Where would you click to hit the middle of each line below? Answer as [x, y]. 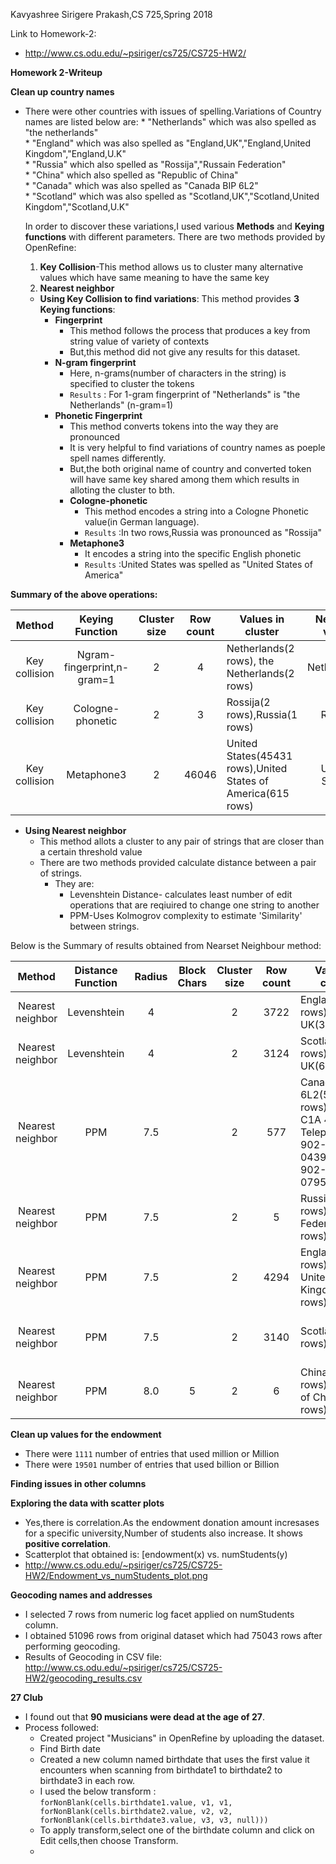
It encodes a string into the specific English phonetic [193, 553]
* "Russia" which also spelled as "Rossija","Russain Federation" [155, 164]
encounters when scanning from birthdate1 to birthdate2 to [161, 1770]
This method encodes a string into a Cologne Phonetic [197, 511]
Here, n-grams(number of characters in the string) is [178, 373]
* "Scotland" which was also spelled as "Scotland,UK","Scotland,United [172, 196]
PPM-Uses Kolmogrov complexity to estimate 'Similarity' [186, 915]
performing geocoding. [72, 1646]
